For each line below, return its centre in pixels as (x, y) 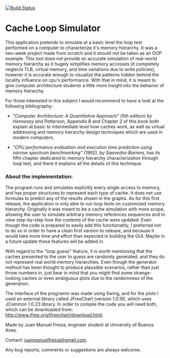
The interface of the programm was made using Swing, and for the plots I (82, 294)
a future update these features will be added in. (55, 241)
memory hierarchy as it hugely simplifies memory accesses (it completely (82, 64)
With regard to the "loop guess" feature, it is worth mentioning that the (79, 252)
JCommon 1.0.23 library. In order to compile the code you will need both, (81, 304)
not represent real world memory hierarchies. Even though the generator (81, 262)
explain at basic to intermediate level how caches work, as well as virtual (89, 126)
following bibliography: (29, 106)
